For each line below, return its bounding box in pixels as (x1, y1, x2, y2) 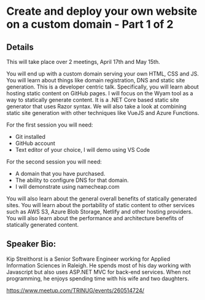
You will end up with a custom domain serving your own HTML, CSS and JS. (6, 70, 199, 77)
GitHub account (15, 140, 55, 147)
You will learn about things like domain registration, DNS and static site (6, 77, 185, 84)
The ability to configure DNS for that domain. (15, 176, 129, 184)
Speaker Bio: (6, 239, 56, 250)
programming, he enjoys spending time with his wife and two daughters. (6, 275, 189, 282)
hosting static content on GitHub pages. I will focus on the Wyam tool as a (6, 90, 193, 97)
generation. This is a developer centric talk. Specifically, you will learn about (6, 83, 199, 90)
